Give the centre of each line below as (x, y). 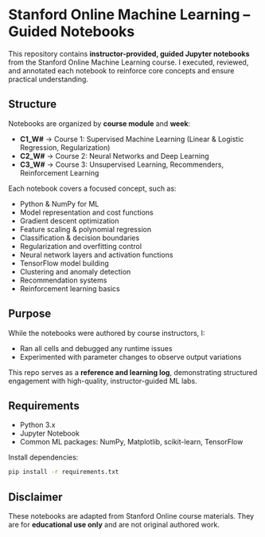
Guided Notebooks (72, 32)
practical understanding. (49, 79)
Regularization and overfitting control (80, 246)
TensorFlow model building (64, 263)
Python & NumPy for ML (59, 203)
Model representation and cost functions (86, 212)
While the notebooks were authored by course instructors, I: (107, 333)
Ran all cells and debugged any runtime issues (96, 348)
